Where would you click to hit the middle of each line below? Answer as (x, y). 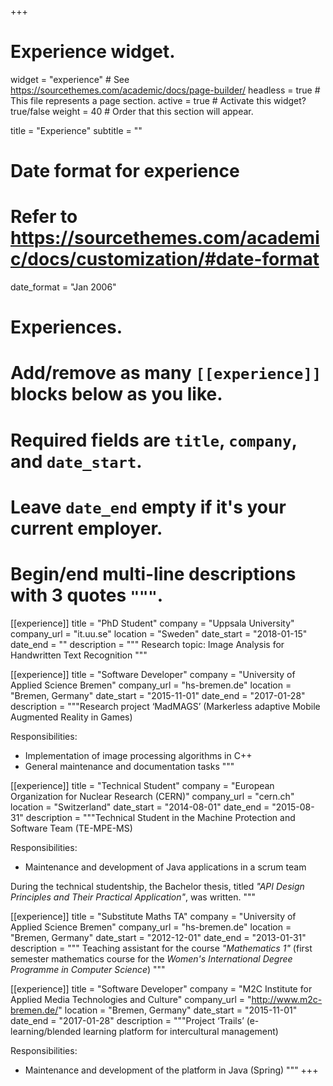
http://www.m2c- (287, 999)
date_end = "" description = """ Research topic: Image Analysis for (147, 644)
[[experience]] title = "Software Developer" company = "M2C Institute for (161, 988)
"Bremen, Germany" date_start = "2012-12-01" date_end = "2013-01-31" (158, 937)
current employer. (86, 528)
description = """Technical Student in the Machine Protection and (160, 817)
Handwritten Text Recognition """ (79, 655)
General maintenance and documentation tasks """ (129, 766)
